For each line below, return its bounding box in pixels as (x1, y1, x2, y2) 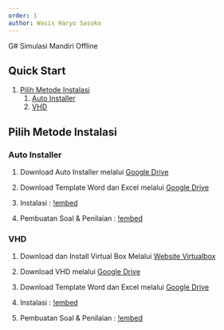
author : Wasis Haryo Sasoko (8, 19, 102, 27)
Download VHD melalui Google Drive (19, 267, 141, 277)
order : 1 (8, 11, 37, 20)
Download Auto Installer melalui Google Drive (19, 167, 169, 176)
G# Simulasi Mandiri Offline (8, 41, 98, 50)
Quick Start (8, 64, 66, 77)
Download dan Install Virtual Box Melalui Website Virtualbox (19, 252, 216, 261)
